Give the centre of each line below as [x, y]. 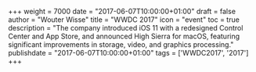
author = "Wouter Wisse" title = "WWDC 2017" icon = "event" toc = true [124, 20]
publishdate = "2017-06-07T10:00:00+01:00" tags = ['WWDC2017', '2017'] [128, 53]
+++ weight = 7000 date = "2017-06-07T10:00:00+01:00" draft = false [122, 11]
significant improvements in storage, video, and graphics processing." [121, 45]
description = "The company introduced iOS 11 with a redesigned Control [126, 28]
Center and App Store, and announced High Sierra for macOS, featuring [124, 36]
